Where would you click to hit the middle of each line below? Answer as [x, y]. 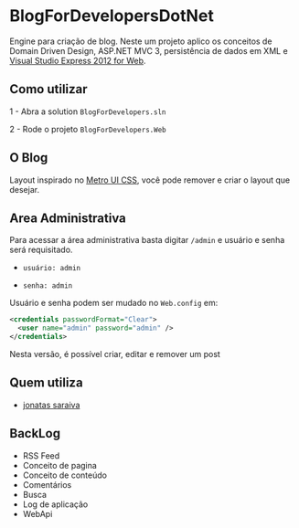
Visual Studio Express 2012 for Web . [78, 60]
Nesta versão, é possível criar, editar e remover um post [115, 354]
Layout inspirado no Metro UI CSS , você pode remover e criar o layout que [150, 180]
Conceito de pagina [60, 465]
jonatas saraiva [51, 405]
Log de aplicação [55, 504]
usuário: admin [52, 269]
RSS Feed [41, 455]
